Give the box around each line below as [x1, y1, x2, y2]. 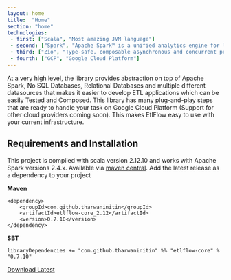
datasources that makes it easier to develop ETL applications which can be [7, 88, 219, 97]
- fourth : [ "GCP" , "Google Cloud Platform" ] [10, 55, 140, 62]
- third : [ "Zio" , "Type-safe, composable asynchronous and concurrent [10, 49, 217, 56]
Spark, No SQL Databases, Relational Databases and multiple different [7, 81, 206, 90]
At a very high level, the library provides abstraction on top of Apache [7, 74, 204, 82]
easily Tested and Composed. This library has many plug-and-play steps [7, 96, 213, 104]
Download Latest [7, 265, 55, 273]
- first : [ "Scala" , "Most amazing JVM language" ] [10, 36, 155, 43]
